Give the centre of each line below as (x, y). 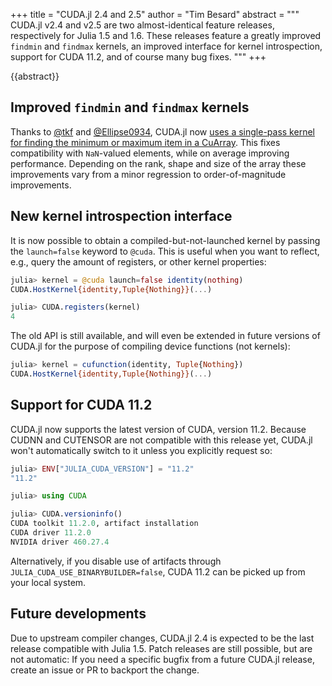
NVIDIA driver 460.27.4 (60, 542)
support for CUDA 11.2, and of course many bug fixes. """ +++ (138, 57)
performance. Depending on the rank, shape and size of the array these (158, 163)
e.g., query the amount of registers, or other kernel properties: (138, 261)
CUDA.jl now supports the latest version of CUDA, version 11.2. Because (158, 429)
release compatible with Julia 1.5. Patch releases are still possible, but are (161, 648)
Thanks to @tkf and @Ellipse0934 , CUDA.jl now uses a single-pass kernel (162, 131)
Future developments (78, 614)
